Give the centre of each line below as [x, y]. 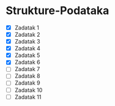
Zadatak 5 [27, 55]
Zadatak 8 [27, 76]
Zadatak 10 [28, 90]
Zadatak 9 [27, 83]
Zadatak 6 [27, 62]
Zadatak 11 [28, 97]
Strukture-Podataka [57, 11]
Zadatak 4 [28, 48]
